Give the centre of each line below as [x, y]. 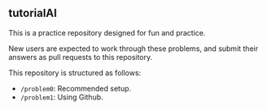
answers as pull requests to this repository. [81, 57]
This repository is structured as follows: [75, 73]
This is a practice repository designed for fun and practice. [107, 32]
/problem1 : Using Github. [61, 97]
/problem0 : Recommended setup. [76, 88]
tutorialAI [33, 13]
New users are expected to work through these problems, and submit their [133, 49]
